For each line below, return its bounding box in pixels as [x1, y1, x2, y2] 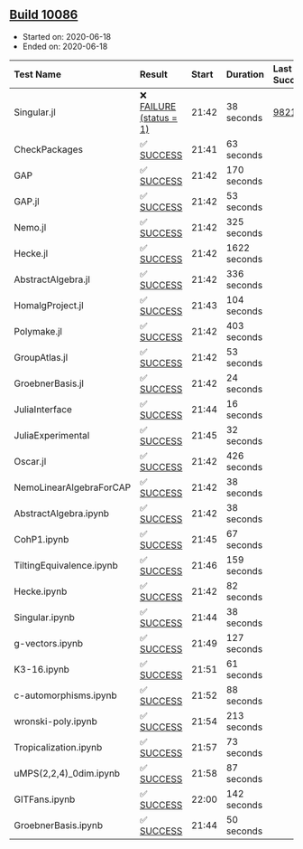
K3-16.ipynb [14, 663, 70, 675]
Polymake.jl [14, 325, 63, 337]
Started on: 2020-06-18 [22, 31, 112, 42]
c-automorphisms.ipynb [14, 689, 117, 702]
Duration [225, 68, 264, 80]
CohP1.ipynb [14, 533, 69, 545]
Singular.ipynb [14, 610, 75, 623]
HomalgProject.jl [14, 298, 84, 311]
